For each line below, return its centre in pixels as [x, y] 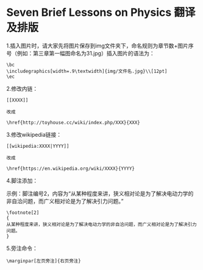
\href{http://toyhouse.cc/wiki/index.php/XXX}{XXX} [73, 122]
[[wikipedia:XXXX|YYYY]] [38, 146]
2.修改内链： [22, 88]
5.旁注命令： [22, 248]
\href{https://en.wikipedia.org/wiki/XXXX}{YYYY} [71, 168]
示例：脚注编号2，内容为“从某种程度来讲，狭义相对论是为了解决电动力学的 [100, 193]
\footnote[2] [23, 213]
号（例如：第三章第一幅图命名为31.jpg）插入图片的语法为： [80, 53]
